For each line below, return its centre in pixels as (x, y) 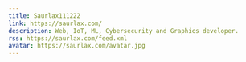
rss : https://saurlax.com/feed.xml (68, 38)
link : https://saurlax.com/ (55, 23)
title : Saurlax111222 (45, 16)
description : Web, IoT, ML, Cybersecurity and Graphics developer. (124, 31)
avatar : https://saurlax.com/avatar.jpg (77, 46)
